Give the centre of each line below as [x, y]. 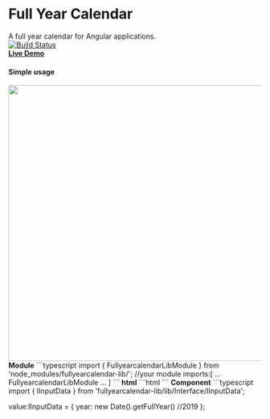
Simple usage [31, 71]
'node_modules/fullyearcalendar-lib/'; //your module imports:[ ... [115, 374]
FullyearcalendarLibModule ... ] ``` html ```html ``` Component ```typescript [131, 383]
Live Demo [27, 53]
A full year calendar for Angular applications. [82, 36]
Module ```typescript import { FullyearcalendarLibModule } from [114, 365]
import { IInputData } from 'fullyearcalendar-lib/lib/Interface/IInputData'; [127, 391]
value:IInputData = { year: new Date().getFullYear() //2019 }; [107, 407]
